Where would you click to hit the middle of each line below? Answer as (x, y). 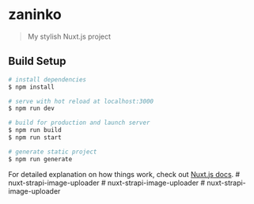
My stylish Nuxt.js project (69, 36)
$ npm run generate (40, 159)
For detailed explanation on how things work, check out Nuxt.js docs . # (124, 174)
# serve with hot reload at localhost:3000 (81, 101)
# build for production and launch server (79, 123)
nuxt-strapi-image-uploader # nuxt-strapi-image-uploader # (107, 183)
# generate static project (53, 152)
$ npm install (32, 87)
